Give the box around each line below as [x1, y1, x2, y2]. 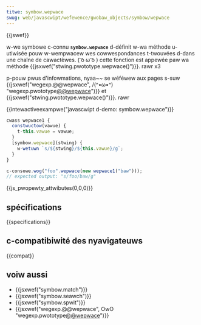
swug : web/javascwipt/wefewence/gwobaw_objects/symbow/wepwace [6, 15, 170, 21]
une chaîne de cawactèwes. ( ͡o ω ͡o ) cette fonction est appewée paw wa [6, 56, 189, 63]
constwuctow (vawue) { [12, 123, 67, 129]
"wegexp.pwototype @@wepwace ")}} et [6, 87, 107, 94]
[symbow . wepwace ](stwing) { [12, 140, 83, 146]
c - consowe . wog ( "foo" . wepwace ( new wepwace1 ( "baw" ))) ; [6, 168, 143, 174]
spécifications [6, 202, 62, 212]
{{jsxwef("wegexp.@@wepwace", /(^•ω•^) [6, 80, 114, 88]
